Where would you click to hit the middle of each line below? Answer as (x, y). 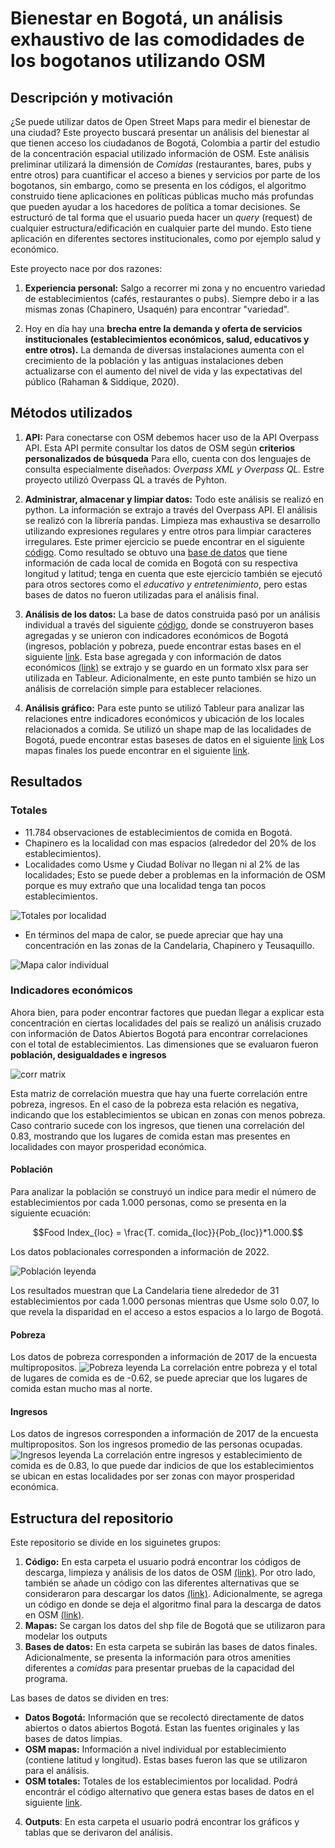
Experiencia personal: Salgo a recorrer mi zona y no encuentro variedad (175, 288)
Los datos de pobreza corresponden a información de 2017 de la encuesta (164, 1357)
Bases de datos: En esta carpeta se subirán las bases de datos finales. (171, 1647)
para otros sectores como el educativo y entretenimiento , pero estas (166, 584)
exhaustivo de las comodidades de (157, 39)
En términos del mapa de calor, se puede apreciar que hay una (154, 934)
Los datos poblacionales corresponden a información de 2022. (140, 1251)
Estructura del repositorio (92, 1518)
